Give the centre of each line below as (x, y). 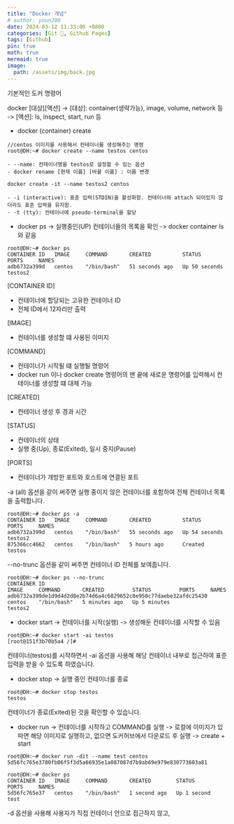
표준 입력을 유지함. (48, 205)
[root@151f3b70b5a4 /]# (42, 641)
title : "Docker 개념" (37, 14)
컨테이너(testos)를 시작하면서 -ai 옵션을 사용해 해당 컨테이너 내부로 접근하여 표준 (117, 655)
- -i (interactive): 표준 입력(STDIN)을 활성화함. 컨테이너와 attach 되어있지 (111, 197)
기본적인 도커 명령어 (34, 93)
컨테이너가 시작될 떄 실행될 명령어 (63, 366)
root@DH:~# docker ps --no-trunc (56, 577)
